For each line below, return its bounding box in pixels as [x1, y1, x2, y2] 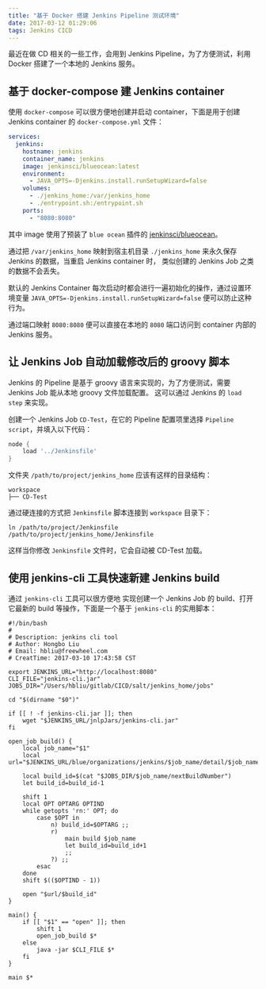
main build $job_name [64, 834, 136, 842]
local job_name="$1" [22, 744, 90, 752]
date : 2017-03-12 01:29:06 [8, 19, 97, 27]
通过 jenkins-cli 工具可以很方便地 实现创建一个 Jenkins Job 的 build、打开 [8, 593, 253, 603]
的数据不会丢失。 [8, 266, 64, 275]
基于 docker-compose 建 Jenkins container [8, 84, 225, 98]
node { [8, 440, 30, 448]
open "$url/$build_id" [22, 890, 97, 898]
